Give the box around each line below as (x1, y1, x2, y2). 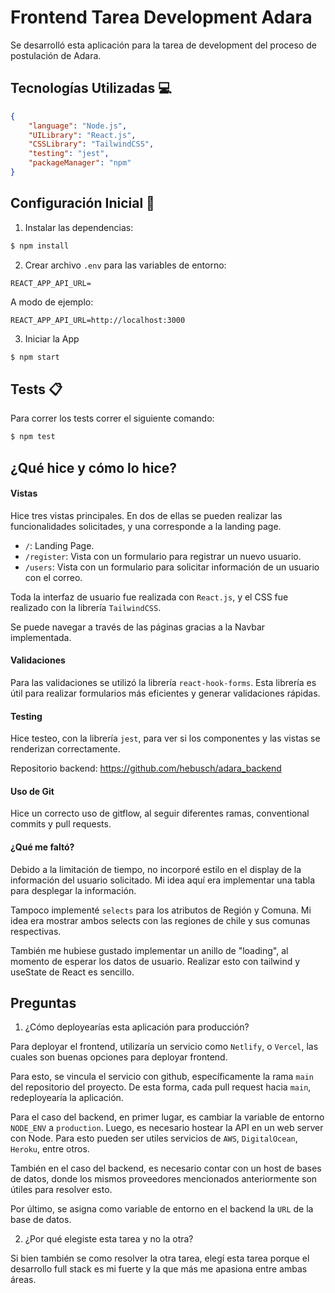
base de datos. (10, 1214, 72, 1226)
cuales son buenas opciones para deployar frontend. (10, 1051, 228, 1063)
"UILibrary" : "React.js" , (28, 130, 137, 140)
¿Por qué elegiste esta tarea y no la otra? (24, 1233, 194, 1245)
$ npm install (10, 241, 70, 251)
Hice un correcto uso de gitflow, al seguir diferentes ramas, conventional (10, 807, 310, 820)
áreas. (10, 1274, 37, 1286)
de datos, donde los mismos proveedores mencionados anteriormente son (10, 1173, 318, 1185)
